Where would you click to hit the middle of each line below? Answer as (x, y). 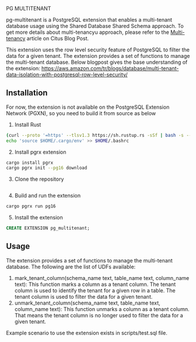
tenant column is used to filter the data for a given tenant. (83, 296)
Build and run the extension (47, 196)
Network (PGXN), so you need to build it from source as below (81, 113)
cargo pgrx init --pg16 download (47, 168)
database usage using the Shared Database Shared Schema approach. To (95, 26)
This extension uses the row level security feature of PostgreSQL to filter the (98, 50)
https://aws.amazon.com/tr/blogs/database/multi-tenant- (110, 68)
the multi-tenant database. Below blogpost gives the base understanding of (97, 62)
